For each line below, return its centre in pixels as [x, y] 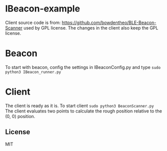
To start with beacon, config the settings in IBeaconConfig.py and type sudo [83, 67]
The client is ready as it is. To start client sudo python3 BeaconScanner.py [80, 105]
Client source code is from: [33, 22]
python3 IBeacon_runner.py [33, 72]
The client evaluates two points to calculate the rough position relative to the [83, 111]
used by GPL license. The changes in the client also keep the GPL [91, 27]
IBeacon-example [43, 9]
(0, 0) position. [20, 116]
